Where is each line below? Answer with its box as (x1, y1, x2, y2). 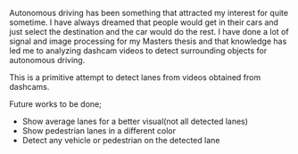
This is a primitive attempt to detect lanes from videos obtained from (9, 72, 261, 83)
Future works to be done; (9, 99, 103, 109)
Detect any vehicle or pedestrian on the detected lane (21, 135, 220, 145)
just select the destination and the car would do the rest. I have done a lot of (9, 27, 289, 36)
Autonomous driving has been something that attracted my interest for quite (9, 8, 288, 18)
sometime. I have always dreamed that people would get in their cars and (9, 17, 279, 28)
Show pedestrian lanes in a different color (21, 126, 177, 136)
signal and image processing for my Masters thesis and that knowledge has (9, 36, 287, 46)
